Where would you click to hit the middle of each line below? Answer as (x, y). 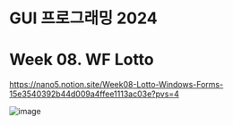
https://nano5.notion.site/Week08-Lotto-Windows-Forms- (116, 85)
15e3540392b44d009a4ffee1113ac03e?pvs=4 (94, 94)
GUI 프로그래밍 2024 (84, 18)
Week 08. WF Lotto (82, 60)
